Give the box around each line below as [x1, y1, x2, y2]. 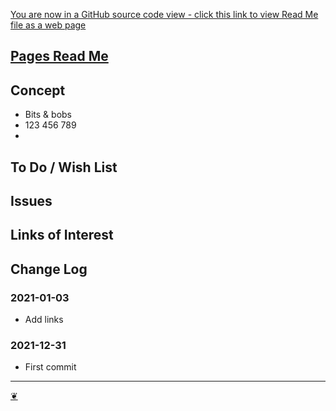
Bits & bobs [24, 109, 73, 121]
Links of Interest [10, 227, 114, 244]
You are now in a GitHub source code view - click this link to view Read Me [10, 9, 319, 20]
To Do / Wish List [10, 159, 118, 176]
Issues [10, 192, 53, 209]
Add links [24, 314, 64, 326]
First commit [24, 361, 77, 373]
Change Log [10, 260, 88, 278]
